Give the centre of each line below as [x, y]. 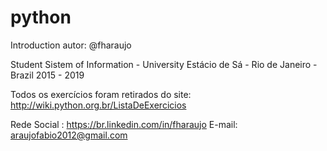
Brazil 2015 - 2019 [47, 75]
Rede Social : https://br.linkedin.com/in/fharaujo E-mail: [124, 124]
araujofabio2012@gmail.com [69, 135]
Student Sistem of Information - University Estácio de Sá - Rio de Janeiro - [164, 64]
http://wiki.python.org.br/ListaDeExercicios [98, 105]
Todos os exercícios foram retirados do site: [101, 94]
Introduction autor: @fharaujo [71, 45]
